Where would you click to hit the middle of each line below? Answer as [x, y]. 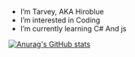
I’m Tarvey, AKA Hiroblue [62, 12]
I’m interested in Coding [60, 20]
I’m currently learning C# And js [73, 28]
